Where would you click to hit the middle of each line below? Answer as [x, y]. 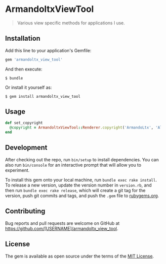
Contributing [25, 211]
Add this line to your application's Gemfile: [48, 50]
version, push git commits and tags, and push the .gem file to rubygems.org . [82, 196]
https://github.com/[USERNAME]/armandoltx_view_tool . [62, 228]
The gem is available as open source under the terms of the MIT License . [80, 256]
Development [26, 148]
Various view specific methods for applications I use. [71, 23]
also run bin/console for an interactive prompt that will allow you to [73, 165]
